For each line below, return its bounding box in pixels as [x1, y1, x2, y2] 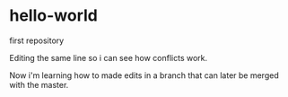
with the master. [9, 79, 69, 90]
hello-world [9, 5, 99, 26]
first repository [9, 35, 65, 46]
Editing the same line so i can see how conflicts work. [9, 52, 208, 63]
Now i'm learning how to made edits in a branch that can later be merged [9, 69, 280, 81]
